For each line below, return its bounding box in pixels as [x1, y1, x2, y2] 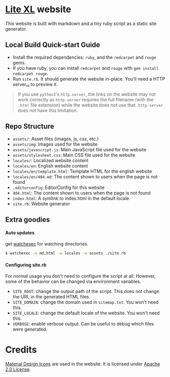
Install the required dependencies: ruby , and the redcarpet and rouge [12, 54, 156, 60]
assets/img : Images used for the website [12, 141, 98, 147]
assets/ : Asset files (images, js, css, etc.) [12, 136, 99, 142]
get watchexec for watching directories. [5, 241, 89, 247]
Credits [5, 344, 37, 356]
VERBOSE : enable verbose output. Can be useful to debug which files [12, 321, 154, 327]
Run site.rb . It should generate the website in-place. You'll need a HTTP [12, 75, 165, 82]
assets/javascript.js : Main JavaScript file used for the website [12, 146, 147, 152]
